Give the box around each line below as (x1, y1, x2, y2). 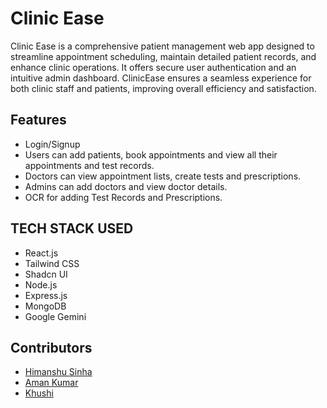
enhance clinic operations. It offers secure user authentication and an (10, 61, 297, 73)
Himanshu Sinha (24, 366, 93, 378)
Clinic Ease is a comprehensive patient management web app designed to (10, 40, 315, 52)
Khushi (24, 387, 54, 399)
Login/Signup (24, 138, 81, 150)
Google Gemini (24, 310, 87, 322)
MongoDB (24, 300, 67, 312)
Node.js (24, 278, 58, 291)
